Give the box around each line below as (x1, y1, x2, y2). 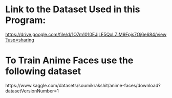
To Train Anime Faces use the (5, 55, 134, 66)
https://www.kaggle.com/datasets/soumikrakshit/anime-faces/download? (5, 82, 161, 88)
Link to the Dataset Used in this (5, 4, 140, 15)
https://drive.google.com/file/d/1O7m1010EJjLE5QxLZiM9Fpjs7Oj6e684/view (5, 31, 167, 37)
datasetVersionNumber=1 (5, 88, 59, 94)
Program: (5, 14, 46, 26)
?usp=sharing (5, 37, 34, 43)
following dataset (5, 65, 81, 77)
